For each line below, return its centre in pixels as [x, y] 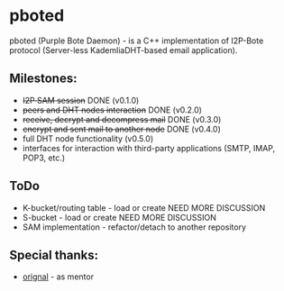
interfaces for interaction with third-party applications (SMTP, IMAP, [149, 148]
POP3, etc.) [44, 158]
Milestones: [43, 79]
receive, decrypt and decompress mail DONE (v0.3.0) [122, 119]
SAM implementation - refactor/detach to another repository [134, 227]
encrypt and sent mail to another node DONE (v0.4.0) [121, 129]
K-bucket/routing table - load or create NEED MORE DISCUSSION [144, 207]
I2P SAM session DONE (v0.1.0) [81, 100]
